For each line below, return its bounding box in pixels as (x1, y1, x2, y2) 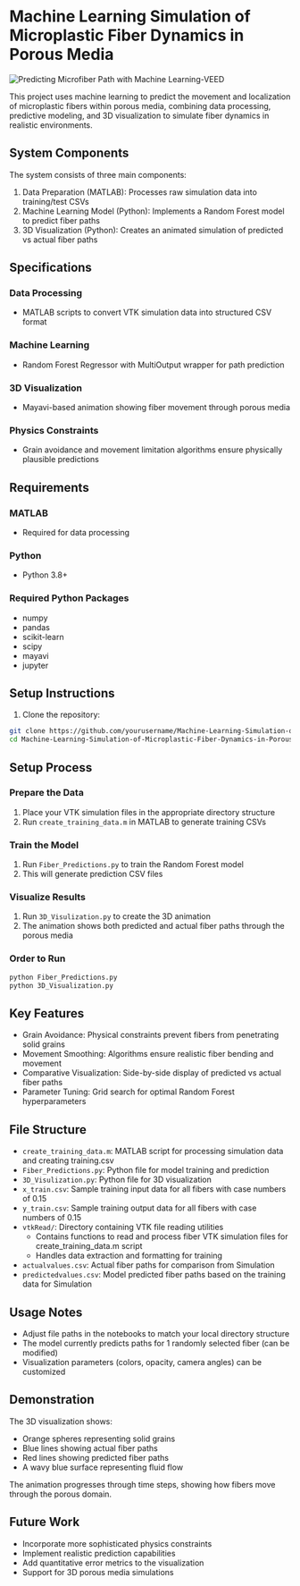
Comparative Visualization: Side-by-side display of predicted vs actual (21, 1067, 281, 1078)
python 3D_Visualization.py (9, 981, 114, 990)
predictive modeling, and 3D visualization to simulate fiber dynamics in (9, 110, 270, 121)
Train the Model (9, 839, 79, 851)
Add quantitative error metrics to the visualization (21, 1557, 204, 1568)
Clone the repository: (21, 709, 101, 721)
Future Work (9, 1514, 80, 1530)
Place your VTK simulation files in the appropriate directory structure (21, 806, 275, 817)
